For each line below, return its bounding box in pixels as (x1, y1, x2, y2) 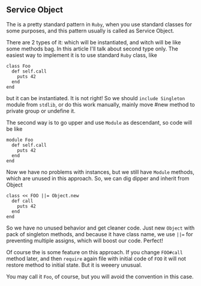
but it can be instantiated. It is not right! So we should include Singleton (6, 94, 185, 101)
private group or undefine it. (6, 107, 76, 115)
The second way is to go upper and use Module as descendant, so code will (6, 119, 192, 126)
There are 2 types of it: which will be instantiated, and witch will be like (6, 38, 181, 46)
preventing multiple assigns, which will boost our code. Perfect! (6, 237, 163, 244)
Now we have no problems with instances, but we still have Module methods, (6, 168, 195, 176)
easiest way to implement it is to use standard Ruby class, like (6, 51, 157, 59)
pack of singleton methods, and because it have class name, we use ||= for (6, 230, 193, 237)
